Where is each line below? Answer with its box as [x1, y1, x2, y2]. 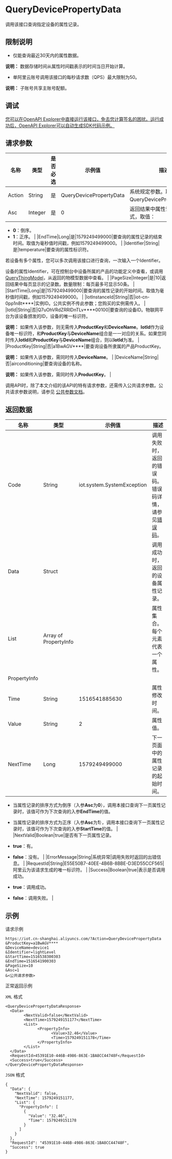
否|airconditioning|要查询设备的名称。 [5, 360, 85, 367]
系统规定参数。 [130, 188, 166, 195]
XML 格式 [5, 993, 23, 1000]
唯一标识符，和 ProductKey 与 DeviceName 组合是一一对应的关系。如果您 [9, 331, 162, 337]
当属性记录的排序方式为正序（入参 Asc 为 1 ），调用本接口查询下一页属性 [12, 819, 160, 826]
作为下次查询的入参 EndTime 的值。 [39, 808, 114, 815]
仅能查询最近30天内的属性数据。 [12, 52, 82, 58]
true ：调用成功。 [12, 884, 49, 890]
